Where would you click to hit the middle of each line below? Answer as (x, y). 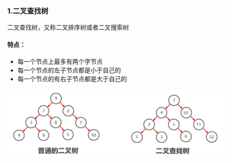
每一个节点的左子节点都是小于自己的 (69, 70)
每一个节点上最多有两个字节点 (60, 61)
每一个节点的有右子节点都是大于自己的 (72, 78)
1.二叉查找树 (28, 10)
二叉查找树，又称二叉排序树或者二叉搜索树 (68, 27)
